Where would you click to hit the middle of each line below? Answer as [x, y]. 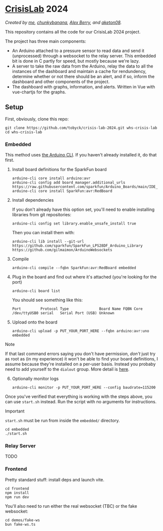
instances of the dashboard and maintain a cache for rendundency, [79, 71]
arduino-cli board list [36, 291]
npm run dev [17, 497]
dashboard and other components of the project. [61, 82]
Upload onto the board [35, 322]
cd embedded [17, 429]
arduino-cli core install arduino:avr [51, 178]
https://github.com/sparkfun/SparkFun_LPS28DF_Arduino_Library [77, 246]
